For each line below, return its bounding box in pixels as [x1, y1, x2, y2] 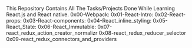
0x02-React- [154, 11, 186, 18]
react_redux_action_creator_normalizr [6, 29, 98, 36]
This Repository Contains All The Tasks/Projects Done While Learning [6, 5, 176, 12]
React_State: [6, 23, 37, 30]
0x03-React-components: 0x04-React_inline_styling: [22, 17, 152, 24]
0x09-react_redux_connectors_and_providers [6, 36, 117, 42]
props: [6, 17, 22, 24]
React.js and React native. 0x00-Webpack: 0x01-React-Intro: [6, 11, 154, 18]
